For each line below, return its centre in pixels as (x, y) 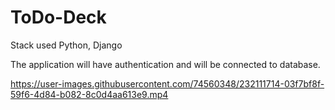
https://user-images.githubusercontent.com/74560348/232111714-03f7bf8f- (167, 83)
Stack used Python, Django (66, 45)
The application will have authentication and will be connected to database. (165, 64)
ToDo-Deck (58, 17)
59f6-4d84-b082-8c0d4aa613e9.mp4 (89, 94)
